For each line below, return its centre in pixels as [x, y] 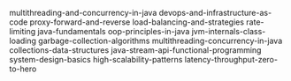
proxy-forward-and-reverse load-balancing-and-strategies [137, 22]
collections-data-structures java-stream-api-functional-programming [135, 50]
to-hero [23, 69]
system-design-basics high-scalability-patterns [96, 59]
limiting [23, 31]
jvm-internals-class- [229, 31]
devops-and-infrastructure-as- [215, 13]
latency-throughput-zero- [231, 59]
